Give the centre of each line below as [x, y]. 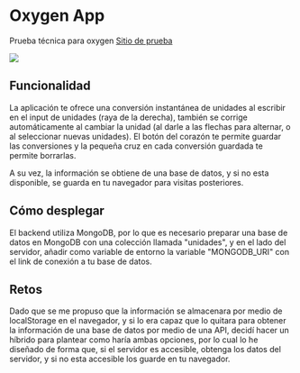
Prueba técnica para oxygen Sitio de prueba [91, 41]
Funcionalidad [50, 86]
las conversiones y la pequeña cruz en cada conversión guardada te [136, 146]
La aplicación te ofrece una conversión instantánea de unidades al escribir [148, 107]
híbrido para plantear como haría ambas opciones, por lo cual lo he [134, 340]
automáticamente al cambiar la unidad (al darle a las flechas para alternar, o [150, 126]
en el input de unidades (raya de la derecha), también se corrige [128, 117]
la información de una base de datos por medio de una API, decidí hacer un [150, 331]
